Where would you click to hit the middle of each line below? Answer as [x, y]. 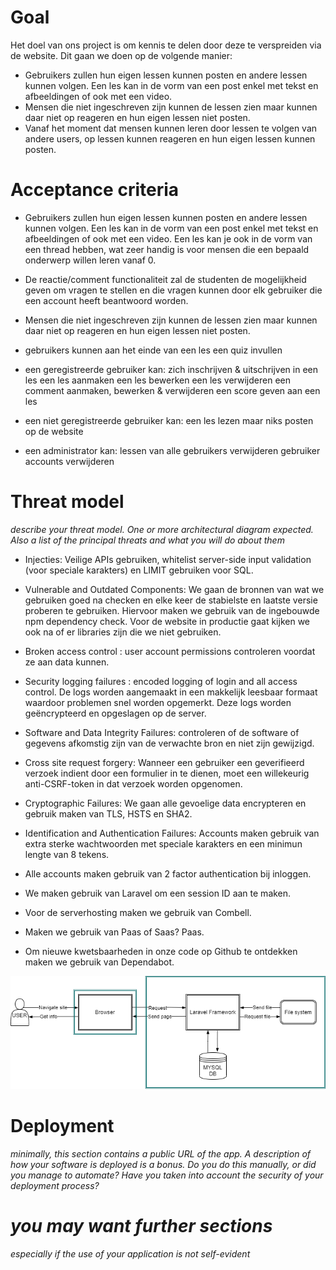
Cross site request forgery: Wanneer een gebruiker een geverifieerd [164, 762]
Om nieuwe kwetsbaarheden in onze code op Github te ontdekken [161, 951]
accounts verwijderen [69, 461]
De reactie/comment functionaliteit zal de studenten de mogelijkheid [165, 279]
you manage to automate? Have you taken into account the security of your [167, 1175]
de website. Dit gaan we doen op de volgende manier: [121, 55]
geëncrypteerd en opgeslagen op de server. [115, 713]
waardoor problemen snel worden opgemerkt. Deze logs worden [158, 702]
